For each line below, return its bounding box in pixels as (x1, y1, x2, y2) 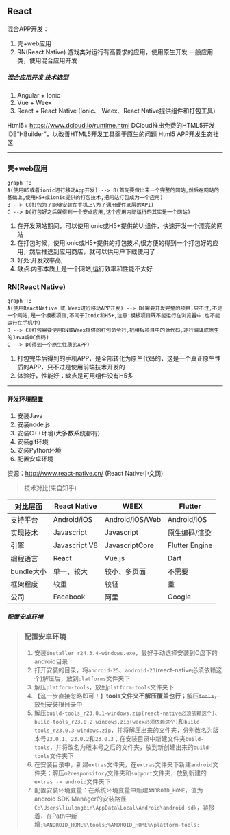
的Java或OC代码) (7, 334, 49, 341)
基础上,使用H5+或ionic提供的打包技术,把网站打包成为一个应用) (7, 194, 164, 201)
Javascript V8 (53, 540, 98, 550)
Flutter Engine (167, 540, 213, 550)
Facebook (53, 592, 86, 602)
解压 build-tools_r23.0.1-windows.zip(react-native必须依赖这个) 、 (34, 709, 221, 717)
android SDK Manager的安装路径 (34, 794, 127, 803)
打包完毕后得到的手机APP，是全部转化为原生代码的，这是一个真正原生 (16, 354, 216, 363)
